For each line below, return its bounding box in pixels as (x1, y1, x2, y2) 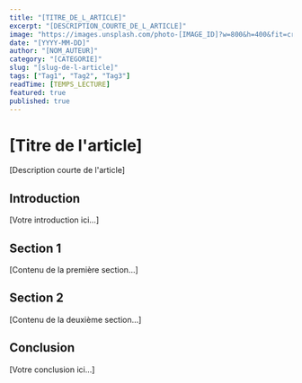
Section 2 (9, 291, 65, 306)
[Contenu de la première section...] (9, 264, 139, 274)
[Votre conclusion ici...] (9, 364, 95, 375)
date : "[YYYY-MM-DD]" (9, 38, 91, 48)
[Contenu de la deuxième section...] (9, 314, 142, 325)
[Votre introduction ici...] (9, 214, 100, 225)
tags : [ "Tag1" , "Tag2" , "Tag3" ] (9, 72, 130, 81)
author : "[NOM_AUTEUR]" (9, 47, 99, 56)
